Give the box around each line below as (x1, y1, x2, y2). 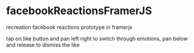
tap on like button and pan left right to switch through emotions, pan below (6, 35, 188, 42)
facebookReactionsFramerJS (6, 4, 153, 18)
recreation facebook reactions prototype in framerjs (6, 24, 132, 31)
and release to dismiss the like (6, 41, 80, 48)
